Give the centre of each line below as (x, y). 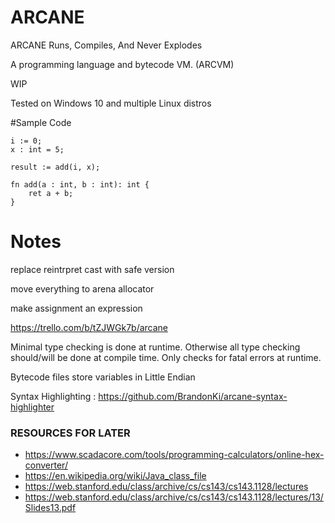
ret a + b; (51, 193)
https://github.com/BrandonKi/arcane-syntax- (193, 396)
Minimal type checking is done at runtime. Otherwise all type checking (155, 347)
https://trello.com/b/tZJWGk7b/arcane (89, 327)
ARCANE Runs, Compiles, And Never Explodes (106, 45)
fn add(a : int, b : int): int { (80, 184)
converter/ (46, 465)
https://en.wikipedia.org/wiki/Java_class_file (115, 476)
